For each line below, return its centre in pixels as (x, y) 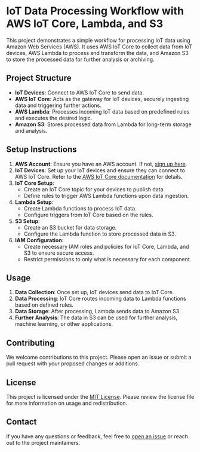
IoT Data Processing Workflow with (95, 11)
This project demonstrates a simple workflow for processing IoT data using (98, 40)
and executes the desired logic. (53, 118)
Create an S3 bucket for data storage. (70, 227)
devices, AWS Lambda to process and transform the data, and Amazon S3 (98, 53)
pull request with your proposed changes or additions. (73, 364)
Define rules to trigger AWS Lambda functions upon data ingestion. (106, 196)
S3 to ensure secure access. (59, 253)
